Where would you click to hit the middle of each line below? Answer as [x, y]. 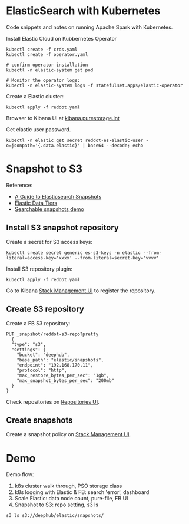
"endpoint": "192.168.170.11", [55, 365]
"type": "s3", [29, 344]
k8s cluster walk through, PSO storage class [68, 486]
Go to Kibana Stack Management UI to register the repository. [81, 291]
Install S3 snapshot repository [62, 228]
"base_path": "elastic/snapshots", [60, 360]
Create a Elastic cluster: [35, 96]
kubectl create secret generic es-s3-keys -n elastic [74, 253]
